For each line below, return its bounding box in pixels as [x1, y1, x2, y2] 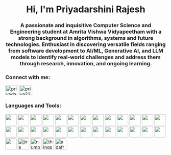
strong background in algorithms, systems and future [18, 35, 154, 42]
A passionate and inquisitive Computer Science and [20, 22, 152, 29]
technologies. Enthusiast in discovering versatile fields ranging [6, 41, 166, 48]
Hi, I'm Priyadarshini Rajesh [26, 4, 145, 15]
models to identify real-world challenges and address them [11, 54, 161, 61]
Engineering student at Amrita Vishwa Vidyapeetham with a [10, 28, 162, 35]
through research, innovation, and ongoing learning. [19, 60, 152, 67]
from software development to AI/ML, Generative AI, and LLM [8, 47, 163, 55]
